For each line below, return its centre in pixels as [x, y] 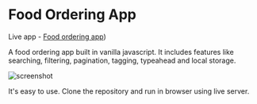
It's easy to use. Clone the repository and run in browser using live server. [129, 91]
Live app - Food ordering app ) [58, 37]
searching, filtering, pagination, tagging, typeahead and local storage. [122, 60]
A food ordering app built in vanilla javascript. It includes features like [121, 52]
